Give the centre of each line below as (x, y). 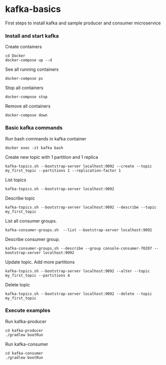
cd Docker (15, 56)
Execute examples (28, 311)
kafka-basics (33, 9)
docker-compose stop (27, 97)
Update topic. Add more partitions (40, 262)
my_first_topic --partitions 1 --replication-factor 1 (63, 170)
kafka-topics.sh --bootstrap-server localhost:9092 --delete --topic (79, 294)
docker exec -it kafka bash (34, 148)
